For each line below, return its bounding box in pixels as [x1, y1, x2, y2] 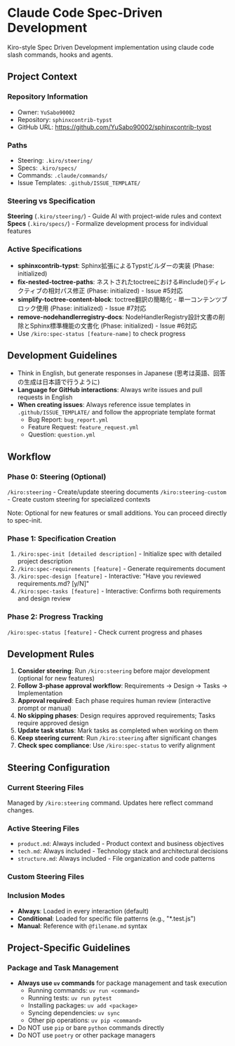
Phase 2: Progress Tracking [7, 612, 104, 622]
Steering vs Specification [7, 196, 96, 206]
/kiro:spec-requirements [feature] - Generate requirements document [17, 565, 226, 573]
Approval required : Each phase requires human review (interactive [17, 697, 211, 705]
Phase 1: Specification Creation [7, 533, 116, 543]
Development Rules [7, 648, 95, 660]
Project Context [7, 71, 77, 83]
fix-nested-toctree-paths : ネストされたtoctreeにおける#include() [17, 277, 208, 286]
